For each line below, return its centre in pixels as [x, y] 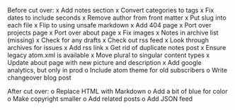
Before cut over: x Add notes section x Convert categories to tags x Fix [111, 10]
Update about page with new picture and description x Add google [104, 62]
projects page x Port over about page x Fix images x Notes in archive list [113, 32]
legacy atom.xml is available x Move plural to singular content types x [109, 55]
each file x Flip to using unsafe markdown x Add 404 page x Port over [109, 25]
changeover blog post [40, 78]
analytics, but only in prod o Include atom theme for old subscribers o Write [117, 70]
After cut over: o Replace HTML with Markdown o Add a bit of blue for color [117, 91]
